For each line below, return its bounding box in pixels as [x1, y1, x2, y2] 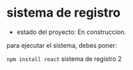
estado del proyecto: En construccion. [16, 28, 127, 36]
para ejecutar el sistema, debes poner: [6, 41, 118, 49]
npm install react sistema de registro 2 [6, 54, 123, 63]
